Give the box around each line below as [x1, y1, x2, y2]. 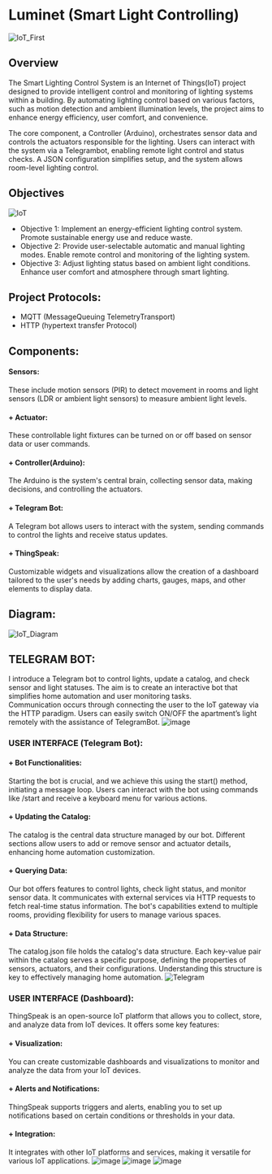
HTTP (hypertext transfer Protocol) [19, 321, 137, 330]
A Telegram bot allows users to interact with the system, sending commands [8, 521, 265, 530]
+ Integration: [8, 1129, 56, 1139]
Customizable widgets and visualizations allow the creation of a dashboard [8, 566, 259, 576]
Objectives [8, 186, 65, 200]
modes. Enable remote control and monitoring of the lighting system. [19, 250, 250, 260]
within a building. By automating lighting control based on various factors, [8, 95, 255, 105]
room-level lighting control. [8, 163, 99, 172]
